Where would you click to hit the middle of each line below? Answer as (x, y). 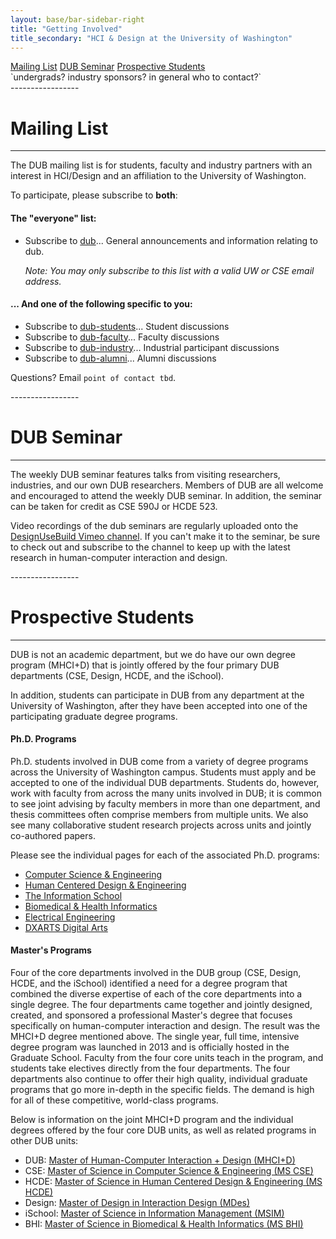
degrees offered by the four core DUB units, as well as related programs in (163, 1130)
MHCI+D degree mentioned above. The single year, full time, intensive (155, 1036)
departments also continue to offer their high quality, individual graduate (159, 1079)
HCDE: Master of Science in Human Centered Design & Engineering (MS (173, 1181)
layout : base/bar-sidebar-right (77, 19)
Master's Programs (51, 950)
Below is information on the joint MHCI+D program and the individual (152, 1119)
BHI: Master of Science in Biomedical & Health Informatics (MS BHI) (164, 1224)
